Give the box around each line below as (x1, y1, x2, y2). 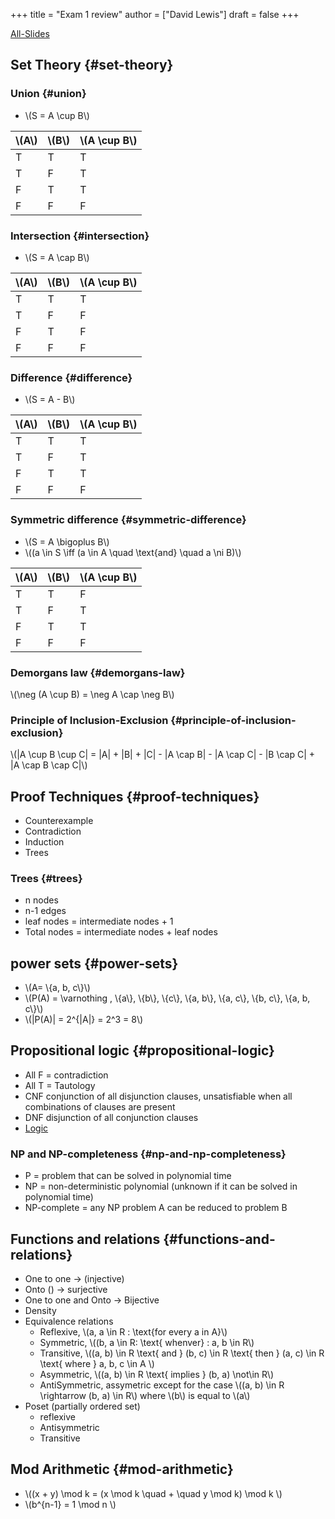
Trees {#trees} (10, 871, 83, 885)
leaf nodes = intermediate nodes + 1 (24, 915, 174, 928)
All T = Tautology (24, 1079, 96, 1091)
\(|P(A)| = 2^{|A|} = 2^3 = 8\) (24, 1014, 144, 1026)
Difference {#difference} (10, 370, 133, 384)
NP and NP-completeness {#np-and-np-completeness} (10, 1147, 287, 1161)
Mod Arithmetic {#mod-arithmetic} (10, 1461, 234, 1478)
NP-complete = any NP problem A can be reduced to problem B (24, 1202, 288, 1214)
